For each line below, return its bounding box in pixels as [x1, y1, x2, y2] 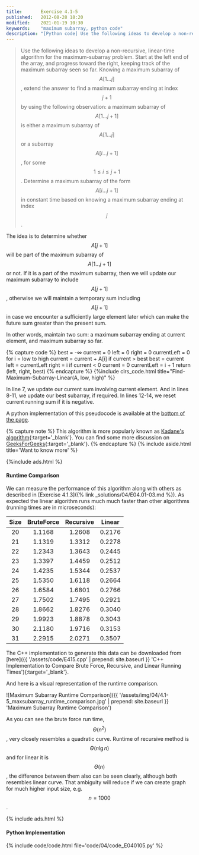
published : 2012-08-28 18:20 [6, 14, 84, 20]
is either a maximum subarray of [20, 122, 100, 129]
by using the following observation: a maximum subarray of [20, 103, 166, 111]
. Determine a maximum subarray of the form [20, 178, 131, 185]
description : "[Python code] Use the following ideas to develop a [6, 31, 176, 37]
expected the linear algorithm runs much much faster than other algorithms [6, 498, 190, 505]
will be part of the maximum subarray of [6, 251, 104, 259]
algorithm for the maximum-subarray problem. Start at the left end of [20, 54, 189, 61]
